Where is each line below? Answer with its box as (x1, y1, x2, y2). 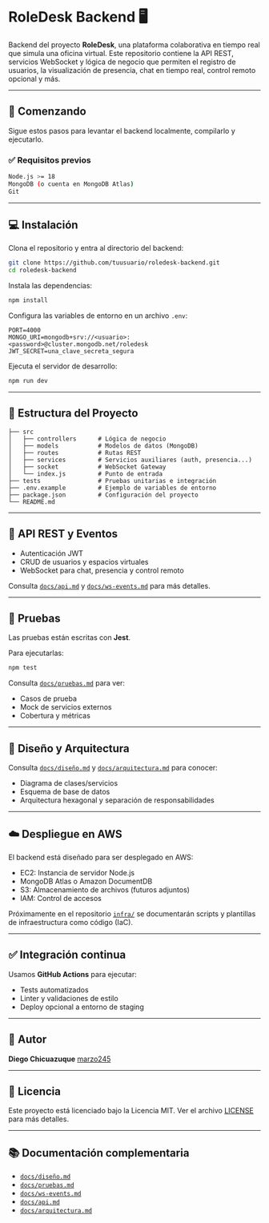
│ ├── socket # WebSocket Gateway (8, 463, 167, 471)
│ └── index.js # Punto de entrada (8, 469, 163, 478)
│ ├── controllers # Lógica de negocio (8, 435, 167, 443)
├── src (8, 428, 34, 436)
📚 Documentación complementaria (8, 1146, 190, 1160)
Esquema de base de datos (19, 787, 110, 797)
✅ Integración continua (8, 948, 126, 962)
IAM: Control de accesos (19, 893, 102, 903)
